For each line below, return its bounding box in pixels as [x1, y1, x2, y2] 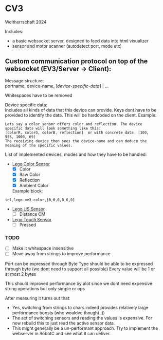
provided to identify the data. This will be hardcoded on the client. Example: [5, 112, 157, 118]
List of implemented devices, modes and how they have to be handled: [5, 151, 147, 157]
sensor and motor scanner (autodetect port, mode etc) [12, 43, 122, 49]
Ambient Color [19, 182, 49, 188]
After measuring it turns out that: [5, 295, 71, 301]
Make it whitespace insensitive [12, 246, 74, 251]
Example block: [12, 188, 43, 194]
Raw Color [19, 171, 40, 177]
